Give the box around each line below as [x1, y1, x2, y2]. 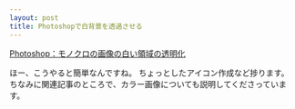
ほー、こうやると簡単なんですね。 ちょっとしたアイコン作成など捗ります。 [9, 67, 290, 78]
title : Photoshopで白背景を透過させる [9, 22, 143, 31]
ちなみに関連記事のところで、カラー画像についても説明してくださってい [9, 78, 280, 89]
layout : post [9, 13, 59, 23]
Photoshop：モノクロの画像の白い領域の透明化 [9, 47, 187, 59]
